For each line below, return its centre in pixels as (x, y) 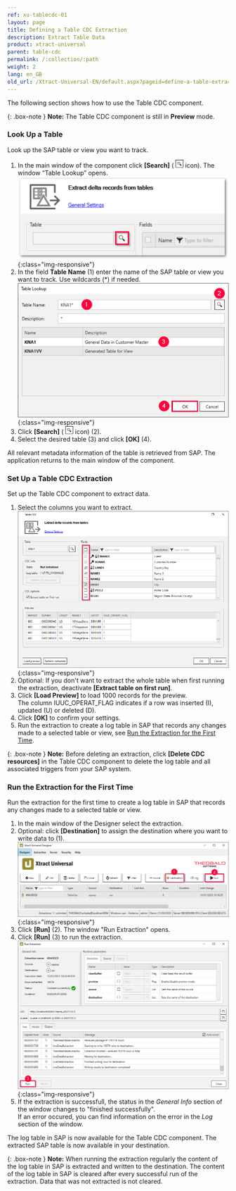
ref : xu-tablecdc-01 (38, 15)
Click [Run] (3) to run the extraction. (70, 937)
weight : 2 (22, 67)
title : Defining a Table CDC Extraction (67, 30)
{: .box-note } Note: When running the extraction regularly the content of (113, 1159)
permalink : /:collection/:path (53, 60)
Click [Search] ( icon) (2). (59, 431)
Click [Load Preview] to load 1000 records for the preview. (102, 695)
